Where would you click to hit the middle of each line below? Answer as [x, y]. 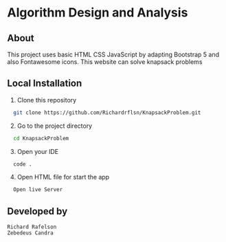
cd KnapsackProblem [41, 138]
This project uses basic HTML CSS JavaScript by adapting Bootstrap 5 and [113, 54]
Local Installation [45, 84]
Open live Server [38, 190]
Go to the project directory [55, 126]
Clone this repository [47, 100]
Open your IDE [38, 151]
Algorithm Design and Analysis [98, 13]
